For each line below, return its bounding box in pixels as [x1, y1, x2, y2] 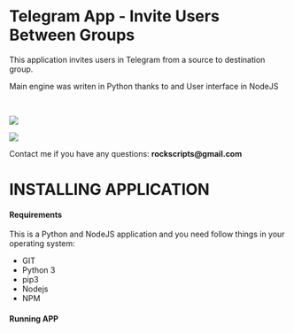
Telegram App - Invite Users [9, 6, 220, 27]
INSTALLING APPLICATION [9, 180, 210, 200]
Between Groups [9, 25, 135, 45]
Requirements [9, 209, 63, 220]
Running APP [9, 313, 59, 324]
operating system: [9, 238, 75, 249]
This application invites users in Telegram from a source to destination [9, 54, 266, 65]
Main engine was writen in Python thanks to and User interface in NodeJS [9, 81, 279, 91]
